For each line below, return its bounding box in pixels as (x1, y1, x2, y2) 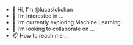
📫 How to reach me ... (12, 32, 69, 39)
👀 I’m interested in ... (12, 12, 64, 19)
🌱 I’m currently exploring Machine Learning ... (12, 19, 127, 26)
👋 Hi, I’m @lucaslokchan (12, 6, 73, 13)
